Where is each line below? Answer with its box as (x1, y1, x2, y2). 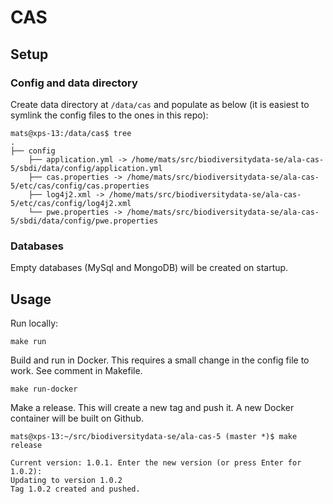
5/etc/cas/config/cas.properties (10, 181, 150, 191)
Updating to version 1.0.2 (10, 475, 123, 485)
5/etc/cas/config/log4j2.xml (10, 198, 132, 208)
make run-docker (10, 384, 78, 394)
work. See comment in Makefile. (10, 364, 143, 376)
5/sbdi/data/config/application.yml (10, 163, 163, 173)
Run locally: (10, 317, 59, 329)
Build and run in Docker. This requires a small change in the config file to (10, 354, 310, 366)
